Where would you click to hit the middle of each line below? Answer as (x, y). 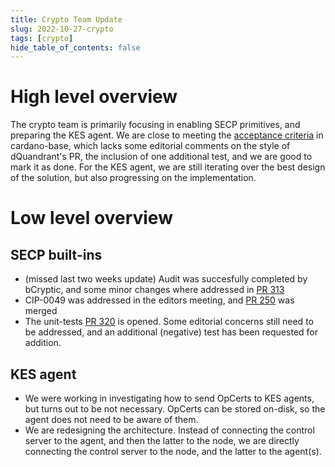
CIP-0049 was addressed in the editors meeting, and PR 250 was (159, 300)
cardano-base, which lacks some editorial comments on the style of (150, 146)
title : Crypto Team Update (66, 19)
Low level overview (91, 218)
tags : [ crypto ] (42, 38)
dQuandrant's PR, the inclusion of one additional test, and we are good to (161, 157)
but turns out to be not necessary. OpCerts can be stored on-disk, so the (175, 409)
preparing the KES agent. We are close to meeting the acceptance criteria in (167, 135)
